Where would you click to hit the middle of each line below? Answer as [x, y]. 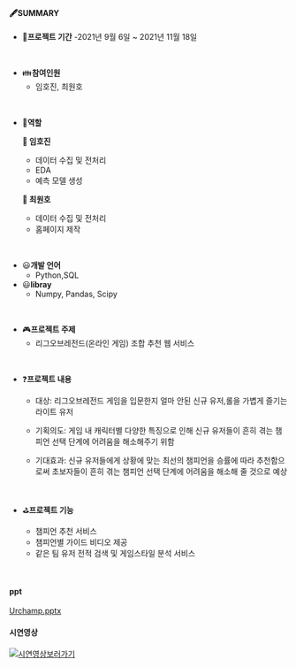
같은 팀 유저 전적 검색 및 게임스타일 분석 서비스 [115, 554]
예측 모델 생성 [59, 180]
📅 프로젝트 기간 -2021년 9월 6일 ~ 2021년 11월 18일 [109, 37]
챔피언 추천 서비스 [66, 532]
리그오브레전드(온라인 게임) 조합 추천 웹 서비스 [115, 343]
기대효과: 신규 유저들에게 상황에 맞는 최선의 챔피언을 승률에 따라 [144, 461]
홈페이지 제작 [58, 229]
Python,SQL [57, 275]
